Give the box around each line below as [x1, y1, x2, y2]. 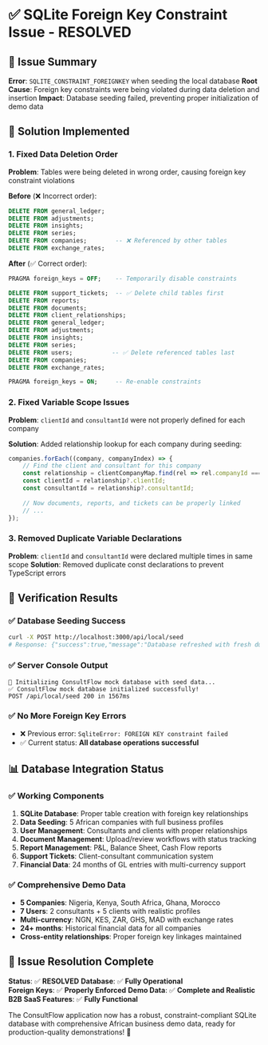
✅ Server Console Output [8, 660, 108, 671]
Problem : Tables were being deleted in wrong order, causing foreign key [8, 166, 246, 177]
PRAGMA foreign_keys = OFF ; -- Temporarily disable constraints [8, 274, 238, 282]
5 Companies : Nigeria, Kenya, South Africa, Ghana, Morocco [19, 898, 221, 907]
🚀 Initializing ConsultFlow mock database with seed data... [8, 678, 216, 686]
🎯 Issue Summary [8, 54, 97, 69]
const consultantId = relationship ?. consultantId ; [22, 484, 195, 493]
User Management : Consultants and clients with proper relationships [19, 826, 248, 835]
